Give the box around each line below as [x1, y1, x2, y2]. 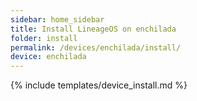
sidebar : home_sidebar [10, 14, 105, 25]
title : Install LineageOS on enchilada [10, 24, 177, 34]
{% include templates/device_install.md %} [10, 79, 188, 91]
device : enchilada [10, 52, 87, 62]
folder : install [10, 33, 78, 43]
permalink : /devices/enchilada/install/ [10, 42, 182, 53]
